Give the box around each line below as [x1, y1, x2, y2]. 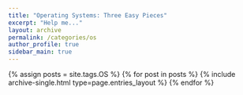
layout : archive [8, 26, 62, 34]
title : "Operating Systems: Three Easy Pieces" [8, 11, 168, 20]
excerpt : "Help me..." [8, 19, 83, 27]
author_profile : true [8, 41, 80, 49]
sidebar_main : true [8, 48, 73, 56]
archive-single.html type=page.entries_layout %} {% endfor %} [8, 78, 215, 87]
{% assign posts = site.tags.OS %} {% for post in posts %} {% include [8, 70, 236, 79]
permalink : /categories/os [8, 33, 97, 42]
